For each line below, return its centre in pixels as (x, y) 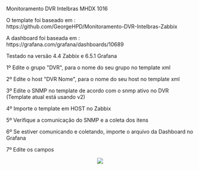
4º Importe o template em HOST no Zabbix (59, 109)
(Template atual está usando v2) (46, 97)
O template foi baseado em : (41, 20)
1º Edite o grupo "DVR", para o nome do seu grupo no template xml (88, 67)
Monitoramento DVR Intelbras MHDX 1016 (57, 9)
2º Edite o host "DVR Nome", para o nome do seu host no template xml (93, 79)
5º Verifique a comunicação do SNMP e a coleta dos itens (77, 120)
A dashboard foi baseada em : (43, 38)
